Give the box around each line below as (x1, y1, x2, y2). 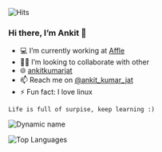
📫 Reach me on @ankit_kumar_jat (19, 76, 134, 85)
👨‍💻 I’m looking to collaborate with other (19, 57, 150, 67)
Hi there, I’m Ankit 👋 (8, 27, 87, 38)
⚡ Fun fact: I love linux (19, 88, 93, 97)
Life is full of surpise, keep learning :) (8, 106, 156, 114)
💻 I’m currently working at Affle (19, 46, 125, 56)
